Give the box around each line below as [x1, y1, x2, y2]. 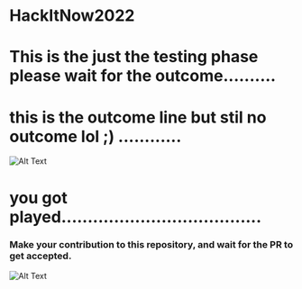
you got [9, 187, 68, 208]
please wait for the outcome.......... [9, 66, 277, 86]
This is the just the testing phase [9, 47, 259, 68]
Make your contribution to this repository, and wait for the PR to [9, 239, 294, 251]
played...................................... [9, 206, 262, 227]
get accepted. [9, 249, 72, 262]
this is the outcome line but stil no [9, 107, 267, 127]
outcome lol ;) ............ [9, 126, 182, 147]
